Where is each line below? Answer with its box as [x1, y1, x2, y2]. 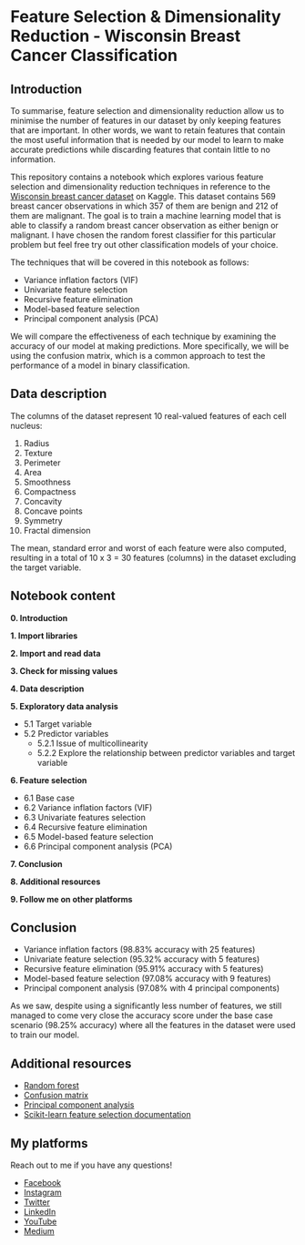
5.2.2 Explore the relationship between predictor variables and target [36, 747, 296, 758]
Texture [23, 447, 53, 458]
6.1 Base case [23, 792, 76, 803]
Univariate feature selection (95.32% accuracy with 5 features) [23, 954, 260, 964]
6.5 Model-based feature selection [23, 831, 154, 842]
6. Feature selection [10, 774, 87, 785]
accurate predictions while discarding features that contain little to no [10, 144, 271, 155]
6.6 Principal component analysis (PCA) [23, 841, 173, 852]
